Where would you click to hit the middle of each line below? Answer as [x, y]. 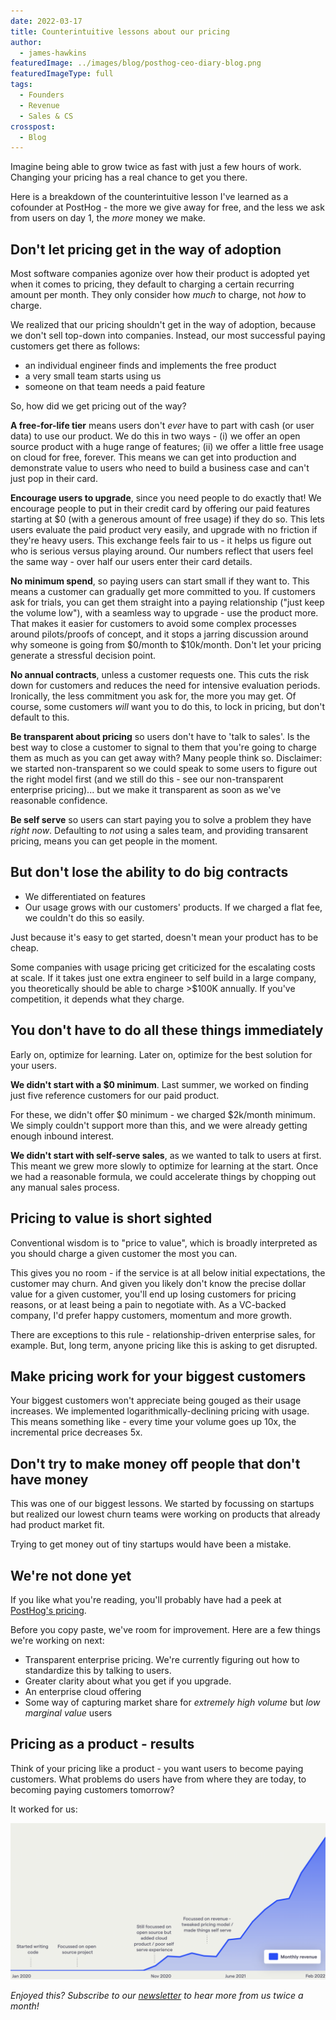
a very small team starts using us [93, 376]
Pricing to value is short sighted [111, 1218]
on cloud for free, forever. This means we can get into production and [153, 457]
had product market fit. [57, 1525]
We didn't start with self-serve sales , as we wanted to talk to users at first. [166, 1155]
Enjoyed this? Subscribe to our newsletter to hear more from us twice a [157, 1995]
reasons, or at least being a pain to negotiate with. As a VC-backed [148, 1304]
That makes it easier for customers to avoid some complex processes [153, 624]
